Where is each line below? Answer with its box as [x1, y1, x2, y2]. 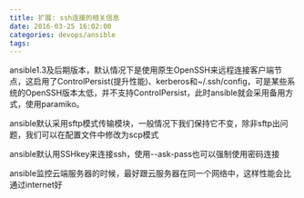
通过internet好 [9, 179, 63, 191]
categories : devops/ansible [9, 30, 117, 39]
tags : [9, 38, 30, 48]
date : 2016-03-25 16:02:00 [9, 22, 112, 31]
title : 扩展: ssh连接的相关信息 [9, 13, 120, 23]
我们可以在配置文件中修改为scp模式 [25, 129, 159, 141]
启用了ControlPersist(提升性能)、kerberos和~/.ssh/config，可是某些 [33, 76, 288, 87]
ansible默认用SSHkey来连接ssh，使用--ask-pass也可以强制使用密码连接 [9, 149, 280, 160]
